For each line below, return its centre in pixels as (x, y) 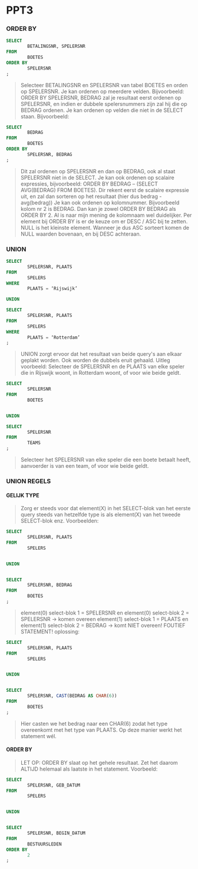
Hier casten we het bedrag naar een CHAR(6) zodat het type (94, 723)
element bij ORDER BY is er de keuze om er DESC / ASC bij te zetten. (104, 221)
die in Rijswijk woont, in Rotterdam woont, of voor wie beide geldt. (101, 373)
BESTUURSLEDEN (44, 844)
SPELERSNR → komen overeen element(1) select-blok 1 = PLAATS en (104, 619)
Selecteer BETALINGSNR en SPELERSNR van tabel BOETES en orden (104, 85)
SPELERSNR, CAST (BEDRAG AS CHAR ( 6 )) (72, 696)
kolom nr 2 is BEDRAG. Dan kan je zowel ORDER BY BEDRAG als (98, 209)
